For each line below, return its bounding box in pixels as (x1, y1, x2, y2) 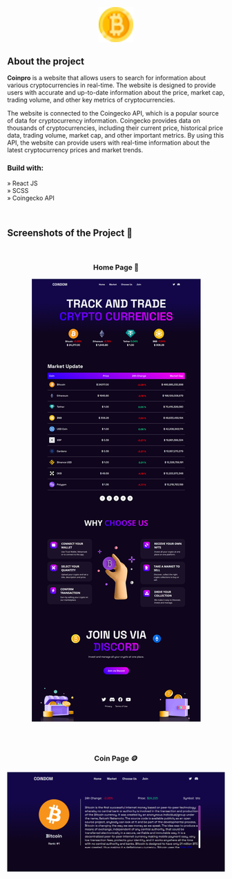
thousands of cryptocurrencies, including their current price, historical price (7, 124, 223, 132)
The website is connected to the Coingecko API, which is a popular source (7, 109, 219, 118)
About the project (7, 55, 85, 68)
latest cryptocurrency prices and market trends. (7, 146, 144, 154)
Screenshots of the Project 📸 (7, 228, 133, 239)
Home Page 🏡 (93, 263, 139, 272)
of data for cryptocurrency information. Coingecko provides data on (7, 117, 200, 125)
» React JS (7, 179, 38, 187)
